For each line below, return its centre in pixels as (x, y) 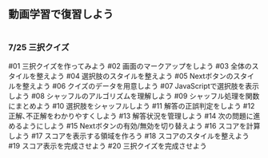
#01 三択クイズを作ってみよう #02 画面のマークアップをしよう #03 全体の (130, 65)
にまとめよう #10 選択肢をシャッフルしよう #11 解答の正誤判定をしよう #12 (132, 105)
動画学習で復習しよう (61, 14)
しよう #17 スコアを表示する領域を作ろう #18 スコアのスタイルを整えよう (129, 136)
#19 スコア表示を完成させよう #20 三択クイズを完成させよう (108, 145)
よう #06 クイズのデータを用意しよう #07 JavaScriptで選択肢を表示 (148, 85)
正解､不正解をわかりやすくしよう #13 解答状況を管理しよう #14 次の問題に (131, 116)
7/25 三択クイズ (39, 47)
